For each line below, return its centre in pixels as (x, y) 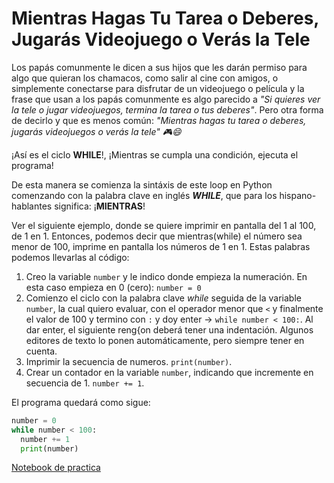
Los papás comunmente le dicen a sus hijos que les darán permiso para (159, 67)
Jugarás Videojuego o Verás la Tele (161, 39)
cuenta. (41, 351)
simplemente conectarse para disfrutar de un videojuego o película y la (158, 88)
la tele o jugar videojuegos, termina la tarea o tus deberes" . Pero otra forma (167, 109)
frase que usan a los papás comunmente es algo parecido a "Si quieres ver (166, 99)
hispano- (298, 195)
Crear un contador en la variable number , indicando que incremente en (169, 372)
